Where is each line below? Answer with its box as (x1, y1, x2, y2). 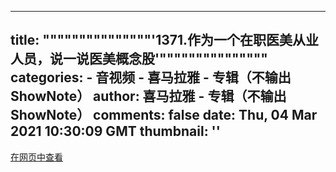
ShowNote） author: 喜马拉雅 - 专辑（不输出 (10, 88, 287, 105)
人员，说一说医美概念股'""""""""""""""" (10, 51, 268, 68)
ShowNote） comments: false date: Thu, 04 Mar (10, 107, 318, 124)
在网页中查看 (10, 151, 63, 163)
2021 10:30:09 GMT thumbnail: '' (10, 123, 221, 140)
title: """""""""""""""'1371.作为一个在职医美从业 (10, 32, 320, 49)
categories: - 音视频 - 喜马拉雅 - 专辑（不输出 (10, 69, 292, 86)
